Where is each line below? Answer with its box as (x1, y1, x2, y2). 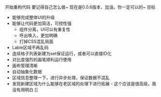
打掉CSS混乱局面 (19, 39, 54, 44)
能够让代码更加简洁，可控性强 (12, 21, 72, 26)
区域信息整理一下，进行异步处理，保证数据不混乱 (12, 75, 110, 81)
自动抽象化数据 (12, 69, 42, 74)
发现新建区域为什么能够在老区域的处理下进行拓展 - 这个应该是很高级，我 (12, 81, 157, 86)
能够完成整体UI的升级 (12, 14, 55, 20)
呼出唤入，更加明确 (19, 33, 58, 38)
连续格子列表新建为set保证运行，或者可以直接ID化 (12, 51, 112, 56)
